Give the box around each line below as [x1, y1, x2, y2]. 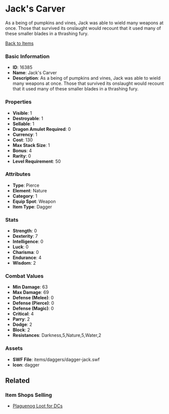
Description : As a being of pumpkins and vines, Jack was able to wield [12, 75, 160, 81]
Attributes [5, 171, 31, 178]
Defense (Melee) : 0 [12, 295, 54, 301]
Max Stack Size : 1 [12, 142, 50, 148]
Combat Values [5, 273, 44, 280]
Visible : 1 [12, 110, 32, 116]
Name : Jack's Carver [12, 70, 57, 76]
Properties [5, 98, 32, 106]
